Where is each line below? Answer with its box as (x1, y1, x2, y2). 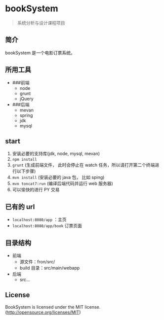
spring (19, 112, 33, 118)
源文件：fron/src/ (19, 259, 55, 264)
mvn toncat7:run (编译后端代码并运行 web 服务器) (12, 180, 114, 186)
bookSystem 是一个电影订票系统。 (5, 50, 76, 56)
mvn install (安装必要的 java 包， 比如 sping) (12, 175, 105, 180)
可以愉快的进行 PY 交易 (12, 187, 60, 193)
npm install (12, 157, 37, 162)
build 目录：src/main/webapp (19, 265, 80, 271)
